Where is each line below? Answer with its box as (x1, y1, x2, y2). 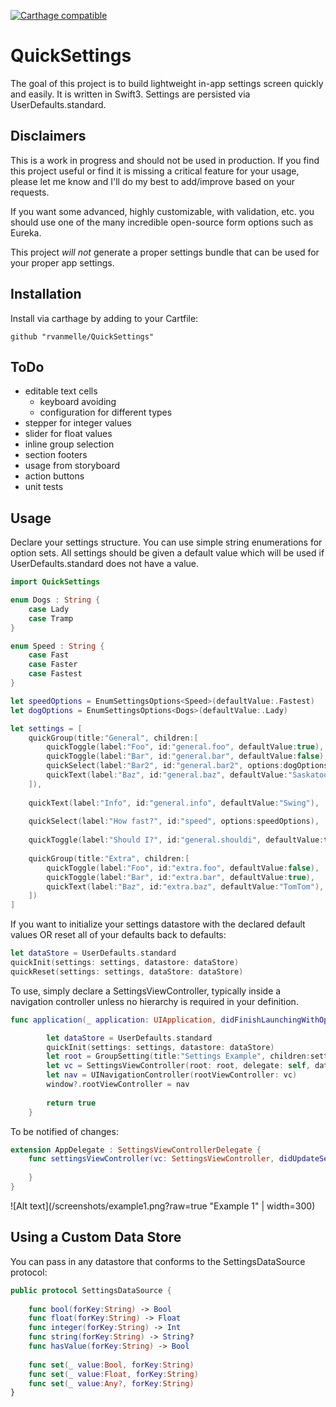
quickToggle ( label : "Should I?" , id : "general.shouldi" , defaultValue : (28, 835, 325, 845)
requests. (10, 186, 50, 198)
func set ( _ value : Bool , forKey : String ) (28, 1360, 195, 1370)
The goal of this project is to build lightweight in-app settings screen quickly (10, 77, 324, 89)
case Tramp (28, 613, 74, 624)
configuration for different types (39, 406, 173, 419)
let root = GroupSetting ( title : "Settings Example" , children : (46, 1051, 311, 1062)
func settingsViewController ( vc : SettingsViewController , (28, 1154, 275, 1164)
